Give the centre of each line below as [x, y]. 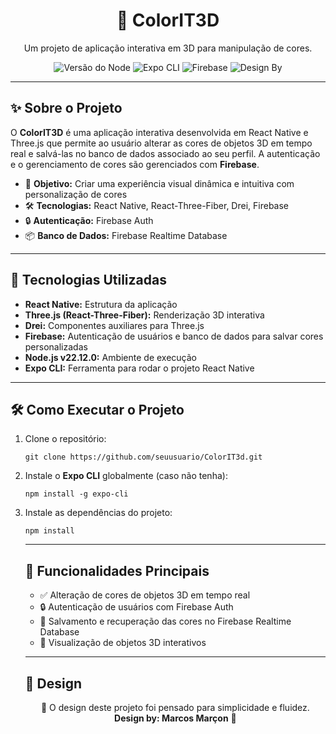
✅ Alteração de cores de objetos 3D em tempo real [145, 595]
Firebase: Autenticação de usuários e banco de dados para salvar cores [174, 336]
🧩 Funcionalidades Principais [117, 570]
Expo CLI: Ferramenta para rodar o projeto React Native [139, 368]
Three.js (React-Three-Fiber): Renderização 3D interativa [144, 315]
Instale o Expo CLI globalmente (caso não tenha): [126, 476]
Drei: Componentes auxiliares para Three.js [114, 325]
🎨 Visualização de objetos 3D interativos [123, 643]
